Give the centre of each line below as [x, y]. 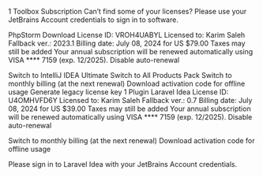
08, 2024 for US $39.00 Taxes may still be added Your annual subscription [130, 109]
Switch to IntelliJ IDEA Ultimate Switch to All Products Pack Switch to [120, 75]
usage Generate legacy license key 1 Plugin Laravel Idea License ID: [118, 92]
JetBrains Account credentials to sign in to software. [94, 20]
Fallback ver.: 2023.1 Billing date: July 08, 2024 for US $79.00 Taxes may [127, 43]
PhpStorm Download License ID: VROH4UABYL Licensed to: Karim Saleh [127, 35]
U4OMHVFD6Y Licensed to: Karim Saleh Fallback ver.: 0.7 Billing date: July [130, 100]
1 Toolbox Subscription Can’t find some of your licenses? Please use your [128, 11]
